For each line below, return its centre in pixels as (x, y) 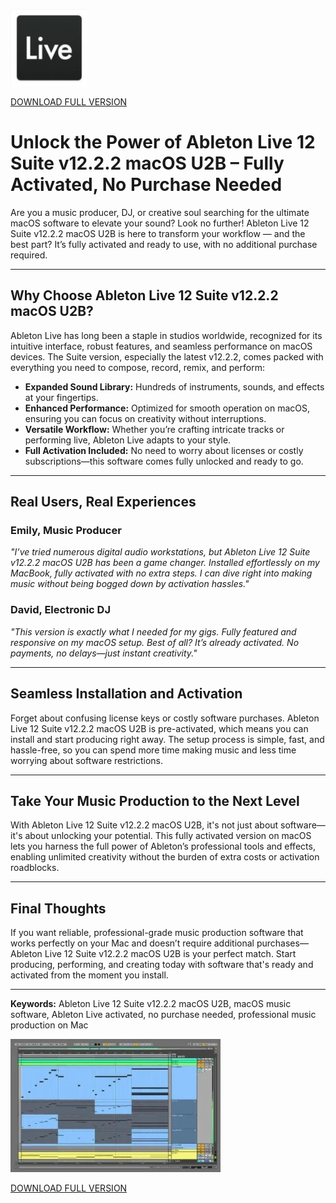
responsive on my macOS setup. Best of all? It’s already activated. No (155, 642)
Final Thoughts (58, 908)
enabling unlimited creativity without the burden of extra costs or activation (165, 857)
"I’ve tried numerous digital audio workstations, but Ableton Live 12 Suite (160, 552)
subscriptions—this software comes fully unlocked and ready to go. (164, 461)
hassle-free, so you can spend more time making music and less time (153, 750)
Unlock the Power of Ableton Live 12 (163, 142)
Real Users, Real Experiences (103, 502)
